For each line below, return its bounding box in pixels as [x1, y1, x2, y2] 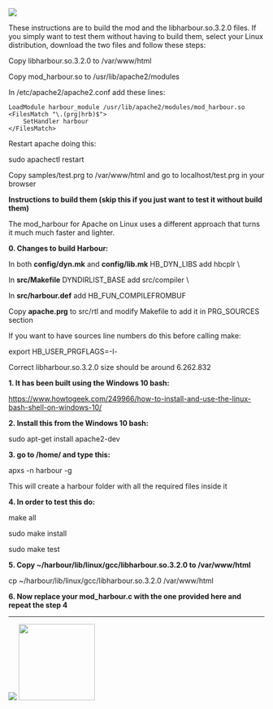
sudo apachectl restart [8, 154, 84, 164]
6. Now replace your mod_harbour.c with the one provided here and [8, 592, 242, 601]
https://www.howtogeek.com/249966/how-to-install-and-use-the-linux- [8, 394, 252, 403]
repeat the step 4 [8, 600, 67, 610]
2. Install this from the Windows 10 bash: [8, 419, 149, 428]
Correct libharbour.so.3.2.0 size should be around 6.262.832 [8, 363, 211, 372]
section [8, 315, 34, 324]
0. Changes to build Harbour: [8, 244, 109, 253]
